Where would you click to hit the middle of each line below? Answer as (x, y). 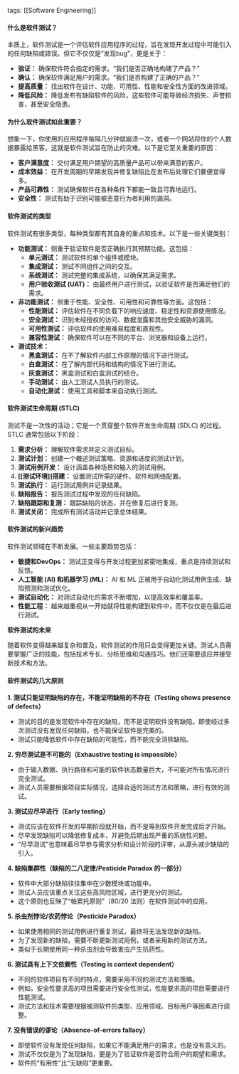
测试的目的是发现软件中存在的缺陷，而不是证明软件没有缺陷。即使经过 (121, 722)
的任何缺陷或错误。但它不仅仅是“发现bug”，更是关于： (87, 53)
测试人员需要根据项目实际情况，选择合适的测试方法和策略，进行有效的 (121, 787)
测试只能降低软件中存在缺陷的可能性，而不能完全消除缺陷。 (105, 740)
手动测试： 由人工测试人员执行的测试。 (85, 382)
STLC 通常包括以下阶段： (44, 434)
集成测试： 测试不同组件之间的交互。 (82, 266)
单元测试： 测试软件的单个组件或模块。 (85, 257)
